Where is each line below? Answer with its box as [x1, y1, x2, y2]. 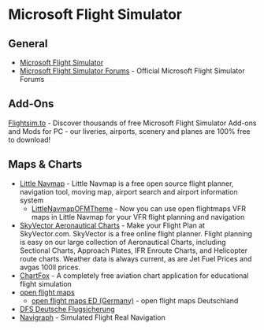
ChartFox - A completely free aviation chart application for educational [19, 270, 249, 280]
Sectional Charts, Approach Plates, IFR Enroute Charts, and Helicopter [19, 246, 248, 255]
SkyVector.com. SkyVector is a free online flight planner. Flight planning [19, 228, 253, 238]
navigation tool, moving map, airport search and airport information [19, 187, 238, 196]
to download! [8, 135, 51, 144]
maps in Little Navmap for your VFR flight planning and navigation [31, 212, 245, 221]
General [8, 37, 49, 50]
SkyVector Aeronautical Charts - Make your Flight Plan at [19, 221, 206, 230]
